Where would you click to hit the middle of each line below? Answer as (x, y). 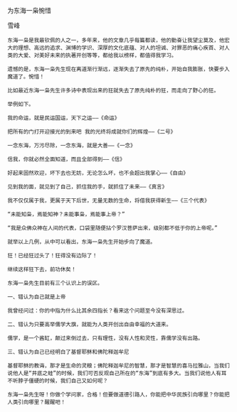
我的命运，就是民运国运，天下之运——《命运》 (64, 118)
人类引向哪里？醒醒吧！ (37, 402)
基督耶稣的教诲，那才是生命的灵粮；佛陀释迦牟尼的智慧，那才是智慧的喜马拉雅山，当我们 (118, 366)
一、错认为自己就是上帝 (37, 297)
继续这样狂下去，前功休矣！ (42, 269)
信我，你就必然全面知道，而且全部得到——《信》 (67, 159)
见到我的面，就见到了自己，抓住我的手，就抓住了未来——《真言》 (88, 187)
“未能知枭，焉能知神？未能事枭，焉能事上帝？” (67, 215)
